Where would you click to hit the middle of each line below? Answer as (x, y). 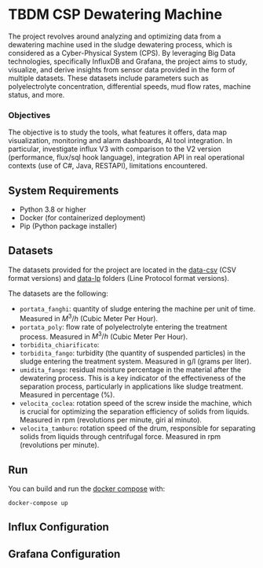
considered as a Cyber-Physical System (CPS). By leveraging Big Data (122, 53)
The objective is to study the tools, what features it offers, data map (118, 132)
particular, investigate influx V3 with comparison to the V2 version (115, 149)
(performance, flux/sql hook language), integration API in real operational (126, 157)
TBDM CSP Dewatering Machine (115, 15)
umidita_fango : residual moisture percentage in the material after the (130, 370)
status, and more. (37, 94)
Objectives (29, 115)
